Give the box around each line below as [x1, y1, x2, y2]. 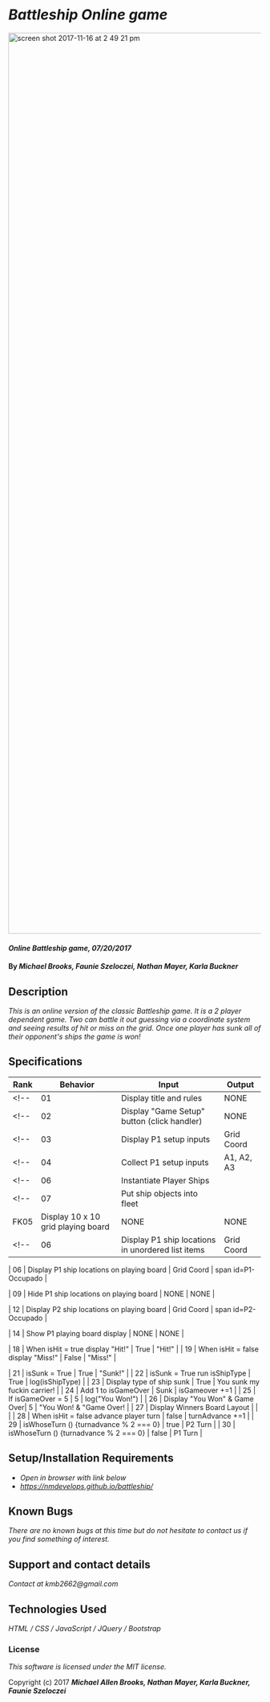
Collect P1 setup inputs [121, 1156, 209, 1167]
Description [8, 985, 68, 999]
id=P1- [233, 1265, 255, 1274]
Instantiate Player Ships [121, 1175, 210, 1186]
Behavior [59, 1079, 95, 1090]
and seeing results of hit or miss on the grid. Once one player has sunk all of [8, 1023, 261, 1032]
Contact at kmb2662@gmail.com [8, 1579, 119, 1589]
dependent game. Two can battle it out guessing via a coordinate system [8, 1015, 251, 1024]
